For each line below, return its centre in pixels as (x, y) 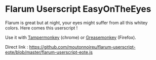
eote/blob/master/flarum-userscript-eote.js (49, 52)
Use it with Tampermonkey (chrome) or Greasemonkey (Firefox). (71, 37)
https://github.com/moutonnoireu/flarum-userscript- (82, 47)
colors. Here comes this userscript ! (41, 28)
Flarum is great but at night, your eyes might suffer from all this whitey (77, 23)
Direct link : (17, 47)
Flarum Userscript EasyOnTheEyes (78, 9)
